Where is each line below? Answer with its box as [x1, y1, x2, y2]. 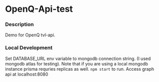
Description [5, 21, 34, 28]
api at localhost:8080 [5, 71, 48, 77]
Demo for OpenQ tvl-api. [5, 32, 56, 38]
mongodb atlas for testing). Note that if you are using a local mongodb [5, 60, 148, 67]
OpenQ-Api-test [5, 3, 73, 15]
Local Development [5, 44, 53, 51]
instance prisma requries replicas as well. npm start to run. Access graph [5, 66, 155, 72]
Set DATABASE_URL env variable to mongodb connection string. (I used [5, 55, 151, 61]
